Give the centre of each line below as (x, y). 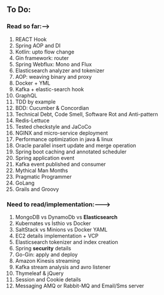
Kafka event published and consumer (61, 164)
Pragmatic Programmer (43, 176)
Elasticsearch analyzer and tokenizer (60, 71)
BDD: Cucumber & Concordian (52, 108)
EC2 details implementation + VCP (57, 236)
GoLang (25, 183)
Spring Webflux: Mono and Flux (53, 64)
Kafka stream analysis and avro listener (63, 267)
